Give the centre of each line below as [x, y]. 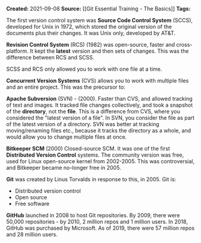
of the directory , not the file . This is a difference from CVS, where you [93, 111]
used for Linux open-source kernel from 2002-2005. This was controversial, [100, 161]
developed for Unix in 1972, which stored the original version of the [89, 27]
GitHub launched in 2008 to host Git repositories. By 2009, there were [93, 215]
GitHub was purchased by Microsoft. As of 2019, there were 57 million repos [100, 228]
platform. [17, 51]
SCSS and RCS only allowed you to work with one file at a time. [84, 69]
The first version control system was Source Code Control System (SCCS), [100, 20]
